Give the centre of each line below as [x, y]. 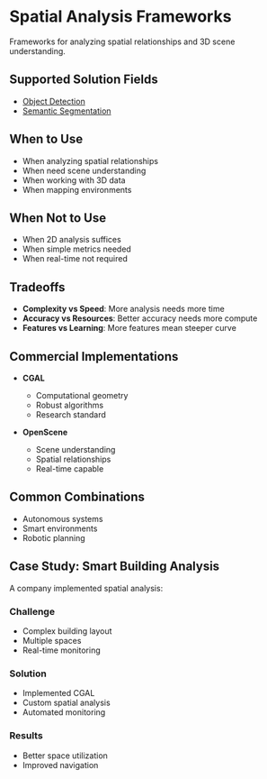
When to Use [46, 139]
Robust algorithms [70, 405]
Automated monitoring [64, 712]
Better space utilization [65, 756]
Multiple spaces [52, 640]
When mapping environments [77, 189]
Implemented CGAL [58, 693]
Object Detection [53, 101]
